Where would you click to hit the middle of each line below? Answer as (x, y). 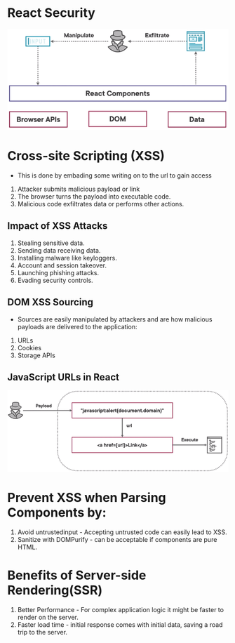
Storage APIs (36, 355)
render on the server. (48, 617)
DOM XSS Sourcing (50, 302)
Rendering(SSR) (55, 590)
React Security (52, 13)
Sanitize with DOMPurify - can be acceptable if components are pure (117, 539)
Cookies (29, 347)
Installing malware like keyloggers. (67, 258)
